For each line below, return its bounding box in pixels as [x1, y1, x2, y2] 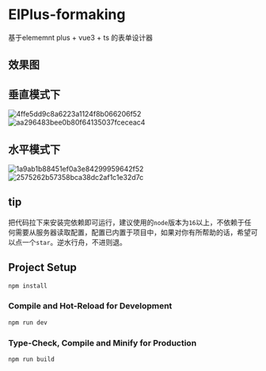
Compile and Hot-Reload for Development [8, 300, 173, 312]
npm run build [8, 355, 55, 363]
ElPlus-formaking [8, 6, 126, 24]
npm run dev [8, 319, 47, 327]
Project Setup [8, 261, 78, 274]
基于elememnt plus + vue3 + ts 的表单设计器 [8, 33, 153, 42]
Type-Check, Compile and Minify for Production [8, 337, 197, 348]
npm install [8, 281, 47, 290]
